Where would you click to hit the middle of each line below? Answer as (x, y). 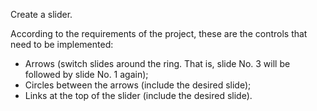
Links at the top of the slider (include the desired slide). (138, 95)
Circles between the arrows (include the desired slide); (138, 85)
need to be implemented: (62, 44)
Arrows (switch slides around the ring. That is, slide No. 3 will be (157, 63)
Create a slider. (41, 14)
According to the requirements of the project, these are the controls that (159, 33)
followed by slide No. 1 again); (86, 74)
